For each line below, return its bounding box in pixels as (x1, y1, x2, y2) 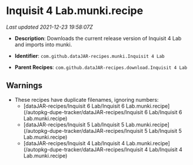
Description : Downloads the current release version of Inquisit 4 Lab (14, 35, 182, 42)
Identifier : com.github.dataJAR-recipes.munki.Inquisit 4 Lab (14, 52, 165, 59)
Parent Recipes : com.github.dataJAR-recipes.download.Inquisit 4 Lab (14, 63, 188, 71)
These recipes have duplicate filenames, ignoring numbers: (14, 96, 159, 103)
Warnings (6, 81, 43, 91)
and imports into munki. (14, 41, 72, 48)
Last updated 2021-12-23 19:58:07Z (6, 23, 93, 30)
